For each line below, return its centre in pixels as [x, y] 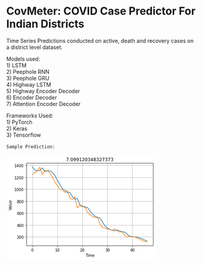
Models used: [23, 59]
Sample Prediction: [31, 146]
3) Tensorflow [24, 135]
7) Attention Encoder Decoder [44, 103]
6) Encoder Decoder [32, 97]
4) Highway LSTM [29, 84]
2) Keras [17, 128]
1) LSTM [17, 65]
